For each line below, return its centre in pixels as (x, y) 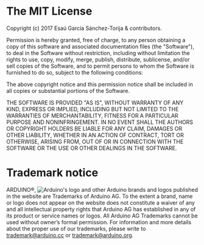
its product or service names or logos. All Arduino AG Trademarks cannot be (102, 216)
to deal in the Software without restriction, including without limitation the (98, 53)
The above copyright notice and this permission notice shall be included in (100, 84)
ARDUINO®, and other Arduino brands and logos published (102, 189)
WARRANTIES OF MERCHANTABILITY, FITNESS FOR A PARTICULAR (92, 115)
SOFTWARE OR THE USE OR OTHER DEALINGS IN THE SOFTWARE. (92, 148)
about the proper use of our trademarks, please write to (76, 229)
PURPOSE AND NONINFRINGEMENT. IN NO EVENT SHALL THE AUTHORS (100, 122)
